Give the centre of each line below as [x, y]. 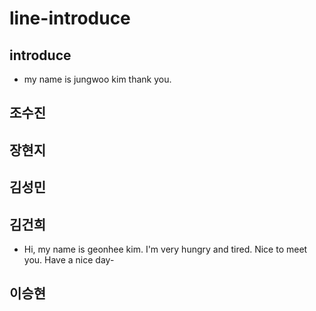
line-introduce [70, 18]
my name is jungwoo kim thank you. [97, 79]
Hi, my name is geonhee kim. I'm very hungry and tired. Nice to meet [165, 249]
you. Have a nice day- [69, 259]
